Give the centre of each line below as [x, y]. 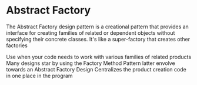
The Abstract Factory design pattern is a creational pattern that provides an [98, 27]
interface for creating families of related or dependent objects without [91, 32]
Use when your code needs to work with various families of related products [99, 57]
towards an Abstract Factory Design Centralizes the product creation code [96, 69]
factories [17, 45]
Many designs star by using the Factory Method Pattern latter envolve [91, 63]
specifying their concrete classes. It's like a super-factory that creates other [98, 39]
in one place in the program [39, 76]
